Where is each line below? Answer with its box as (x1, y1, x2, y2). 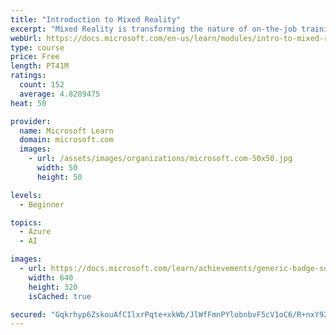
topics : (10, 217, 43, 228)
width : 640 (28, 272, 74, 283)
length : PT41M (10, 61, 70, 71)
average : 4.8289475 (19, 89, 101, 99)
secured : (10, 309, 47, 320)
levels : (10, 190, 43, 200)
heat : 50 (10, 98, 47, 108)
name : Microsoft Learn (19, 126, 114, 136)
